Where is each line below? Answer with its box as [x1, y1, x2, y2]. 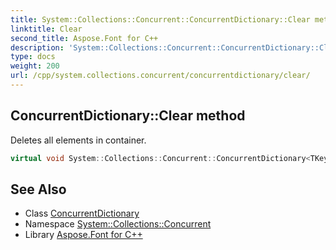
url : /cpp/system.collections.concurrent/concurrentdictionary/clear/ [10, 71, 311, 81]
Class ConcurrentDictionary [24, 207, 140, 220]
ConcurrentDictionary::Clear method [10, 107, 246, 125]
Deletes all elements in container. [10, 134, 147, 146]
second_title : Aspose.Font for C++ [10, 33, 159, 43]
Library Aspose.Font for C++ [24, 229, 143, 241]
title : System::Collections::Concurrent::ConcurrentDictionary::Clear [10, 14, 311, 25]
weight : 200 [10, 61, 60, 71]
